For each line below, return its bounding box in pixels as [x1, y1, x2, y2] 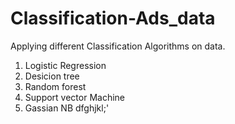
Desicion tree [24, 70, 80, 82]
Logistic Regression [24, 59, 107, 71]
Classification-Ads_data [10, 7, 216, 30]
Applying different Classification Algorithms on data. [10, 40, 226, 52]
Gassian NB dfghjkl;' [24, 102, 110, 114]
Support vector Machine [24, 91, 126, 103]
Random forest [24, 80, 87, 92]
